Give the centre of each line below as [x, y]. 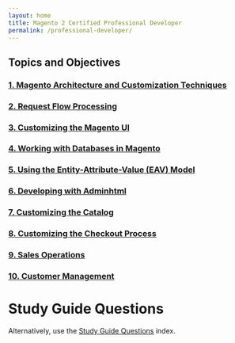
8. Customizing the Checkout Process [82, 234]
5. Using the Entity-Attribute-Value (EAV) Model [102, 170]
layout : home [30, 15]
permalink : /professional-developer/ [70, 30]
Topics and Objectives [64, 62]
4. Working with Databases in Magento [84, 149]
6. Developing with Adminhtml [67, 191]
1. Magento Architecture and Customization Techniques [117, 85]
